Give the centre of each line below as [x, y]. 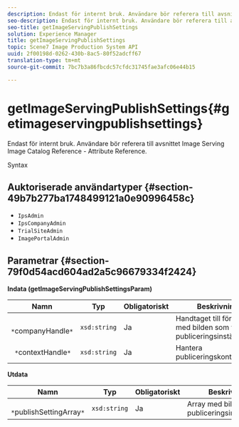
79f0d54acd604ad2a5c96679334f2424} [102, 272]
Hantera [189, 348]
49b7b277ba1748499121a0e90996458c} [101, 198]
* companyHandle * [42, 331]
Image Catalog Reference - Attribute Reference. [77, 151]
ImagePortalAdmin [43, 239]
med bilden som [202, 327]
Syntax [18, 165]
